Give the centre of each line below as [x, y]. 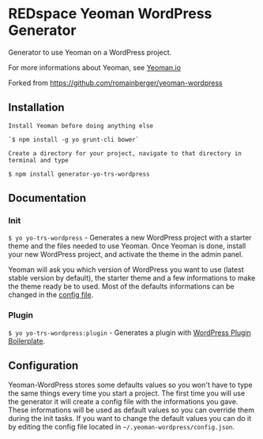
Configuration [43, 366]
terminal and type [38, 160]
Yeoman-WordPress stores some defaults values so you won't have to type [130, 385]
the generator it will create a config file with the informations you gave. [123, 401]
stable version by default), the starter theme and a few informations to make [132, 278]
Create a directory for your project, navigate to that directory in [125, 153]
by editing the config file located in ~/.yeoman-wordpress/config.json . [122, 426]
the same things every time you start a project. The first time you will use [127, 393]
